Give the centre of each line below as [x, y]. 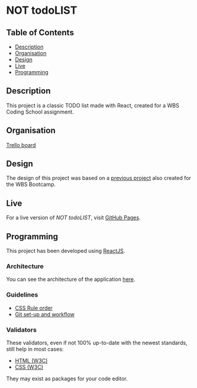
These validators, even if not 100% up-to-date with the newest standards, [97, 343]
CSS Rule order [34, 308]
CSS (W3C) [29, 367]
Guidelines [22, 295]
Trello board [21, 145]
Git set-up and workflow [44, 314]
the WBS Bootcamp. [31, 184]
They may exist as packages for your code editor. [67, 378]
